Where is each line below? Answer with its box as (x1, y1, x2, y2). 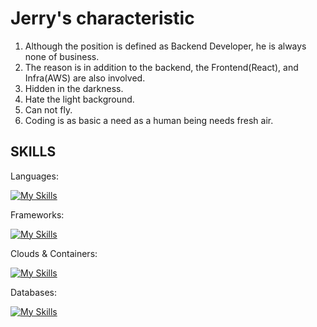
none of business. (24, 50, 100, 62)
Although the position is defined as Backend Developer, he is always (24, 40, 307, 52)
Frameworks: (10, 208, 65, 221)
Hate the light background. (24, 93, 135, 105)
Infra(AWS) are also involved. (24, 72, 146, 84)
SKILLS (10, 143, 57, 161)
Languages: (10, 170, 59, 182)
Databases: (10, 286, 58, 298)
